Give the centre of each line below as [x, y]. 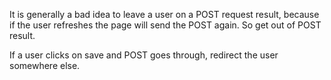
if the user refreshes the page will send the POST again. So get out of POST [165, 25]
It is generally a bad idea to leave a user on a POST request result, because [164, 14]
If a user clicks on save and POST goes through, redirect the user [144, 55]
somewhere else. [45, 65]
